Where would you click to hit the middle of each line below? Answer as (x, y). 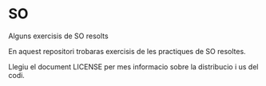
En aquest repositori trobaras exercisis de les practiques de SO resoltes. (127, 51)
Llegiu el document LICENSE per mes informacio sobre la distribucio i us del (133, 66)
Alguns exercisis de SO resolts (59, 36)
